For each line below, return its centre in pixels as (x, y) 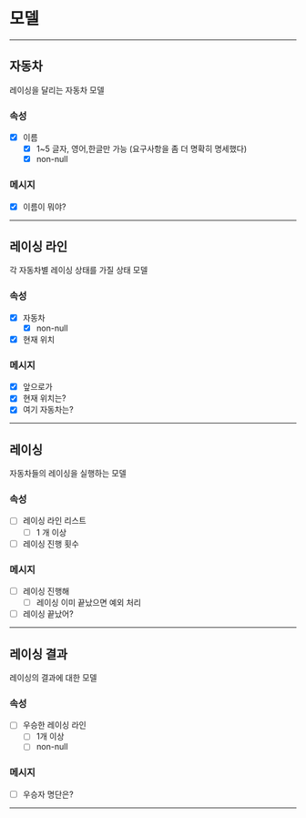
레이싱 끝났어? (48, 614)
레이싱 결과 (39, 654)
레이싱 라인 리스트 (54, 521)
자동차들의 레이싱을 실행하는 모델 (68, 474)
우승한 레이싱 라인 (54, 725)
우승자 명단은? (48, 794)
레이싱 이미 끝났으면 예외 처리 (88, 603)
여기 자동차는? (48, 410)
